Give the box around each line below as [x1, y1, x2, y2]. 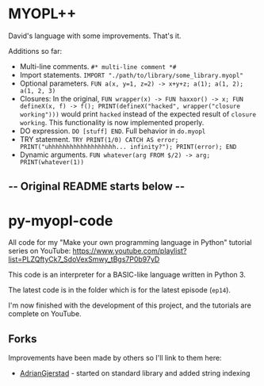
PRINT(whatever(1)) [19, 158, 85, 166]
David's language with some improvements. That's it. [8, 31, 182, 40]
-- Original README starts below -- [8, 180, 186, 193]
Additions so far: [8, 46, 63, 55]
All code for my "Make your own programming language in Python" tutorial [8, 238, 252, 247]
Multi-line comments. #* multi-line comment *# [19, 61, 177, 71]
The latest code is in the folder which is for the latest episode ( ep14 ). [8, 285, 231, 295]
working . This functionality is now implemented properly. [19, 117, 205, 127]
